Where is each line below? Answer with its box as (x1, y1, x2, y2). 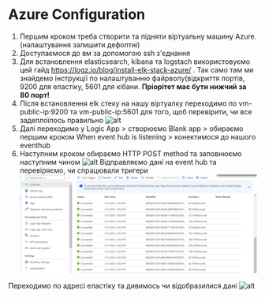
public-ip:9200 (19, 106, 69, 116)
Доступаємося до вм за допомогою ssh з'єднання (19, 48, 191, 58)
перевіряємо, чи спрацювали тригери (19, 166, 148, 175)
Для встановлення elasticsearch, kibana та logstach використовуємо (19, 57, 251, 66)
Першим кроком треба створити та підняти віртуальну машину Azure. (19, 32, 257, 41)
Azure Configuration (8, 6, 146, 24)
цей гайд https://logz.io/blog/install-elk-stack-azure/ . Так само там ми (19, 65, 254, 74)
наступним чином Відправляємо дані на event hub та (19, 157, 217, 166)
